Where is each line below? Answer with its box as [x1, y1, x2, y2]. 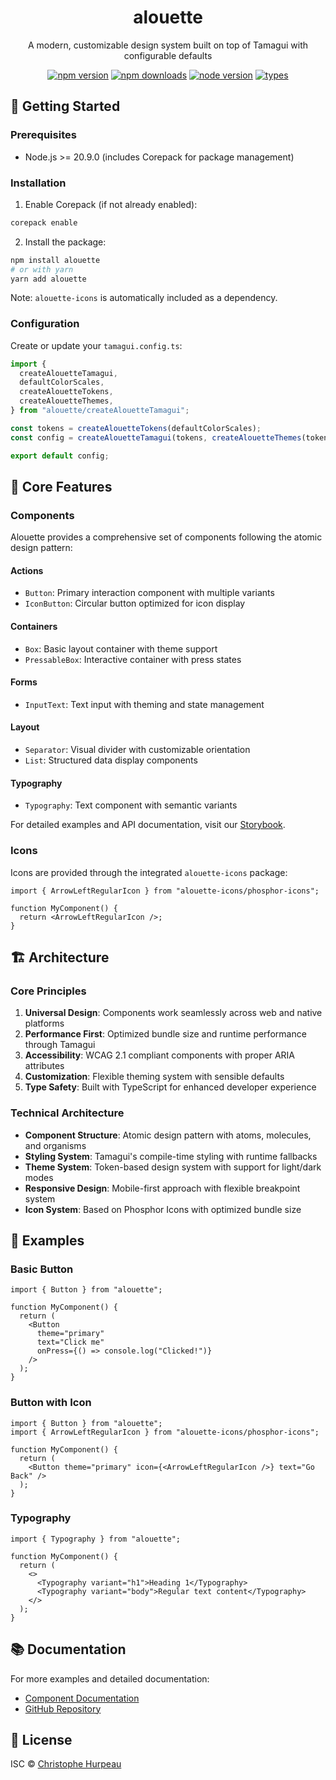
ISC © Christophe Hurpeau [10, 1758, 122, 1770]
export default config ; [10, 451, 110, 461]
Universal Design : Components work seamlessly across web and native [24, 1007, 323, 1019]
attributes [24, 1060, 65, 1072]
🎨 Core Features [10, 478, 113, 495]
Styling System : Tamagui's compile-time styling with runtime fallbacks [24, 1150, 318, 1162]
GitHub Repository [24, 1702, 102, 1715]
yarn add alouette [10, 274, 87, 284]
